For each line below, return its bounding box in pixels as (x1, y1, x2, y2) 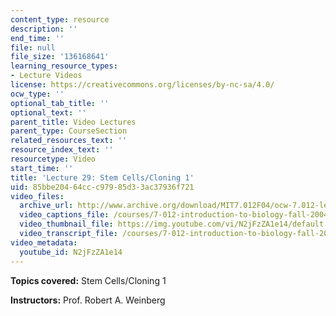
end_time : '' (10, 33, 65, 43)
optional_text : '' (10, 107, 87, 118)
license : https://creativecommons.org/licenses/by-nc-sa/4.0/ (10, 80, 275, 90)
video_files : (10, 191, 65, 201)
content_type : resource (10, 14, 110, 25)
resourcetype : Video (10, 154, 97, 164)
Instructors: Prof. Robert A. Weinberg (10, 294, 166, 306)
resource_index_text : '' (10, 145, 114, 155)
